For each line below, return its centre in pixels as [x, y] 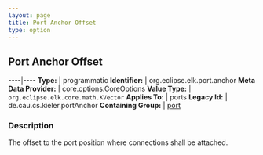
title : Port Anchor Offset [52, 23]
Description [31, 126]
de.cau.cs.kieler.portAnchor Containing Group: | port [94, 106]
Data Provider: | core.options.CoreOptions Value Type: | [100, 89]
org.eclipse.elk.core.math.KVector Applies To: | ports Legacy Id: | [118, 97]
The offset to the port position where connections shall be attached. [118, 142]
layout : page [29, 15]
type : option [29, 30]
